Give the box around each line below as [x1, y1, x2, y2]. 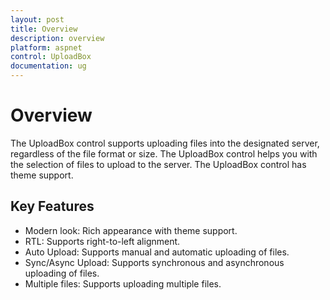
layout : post [10, 14, 65, 25]
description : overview [10, 33, 105, 43]
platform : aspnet [10, 42, 83, 53]
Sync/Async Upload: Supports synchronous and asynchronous [24, 256, 285, 268]
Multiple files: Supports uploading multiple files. [24, 277, 222, 290]
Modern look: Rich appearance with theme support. [24, 224, 238, 236]
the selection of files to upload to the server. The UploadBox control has [10, 158, 307, 170]
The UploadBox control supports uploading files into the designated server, [10, 137, 320, 149]
